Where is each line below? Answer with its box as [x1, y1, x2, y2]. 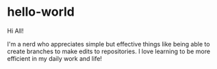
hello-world [7, 4, 75, 20]
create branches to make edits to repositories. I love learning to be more [7, 47, 211, 55]
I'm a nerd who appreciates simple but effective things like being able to [7, 40, 210, 48]
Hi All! [7, 27, 24, 35]
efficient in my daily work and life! [7, 54, 103, 62]
